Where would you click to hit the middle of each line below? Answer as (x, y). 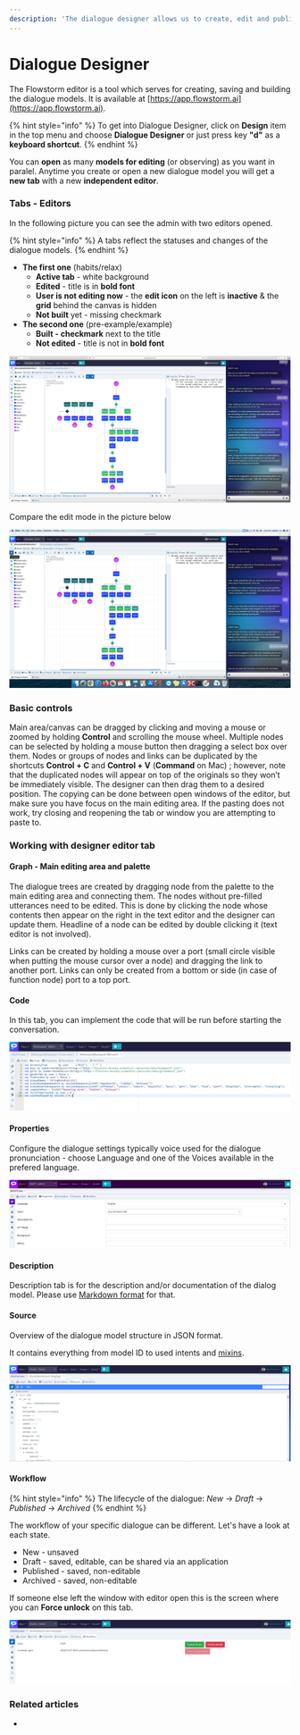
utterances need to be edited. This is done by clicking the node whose (138, 906)
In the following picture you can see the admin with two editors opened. (141, 222)
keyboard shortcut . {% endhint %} (74, 144)
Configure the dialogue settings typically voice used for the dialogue (135, 1148)
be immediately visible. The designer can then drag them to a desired (137, 784)
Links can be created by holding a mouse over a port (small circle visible (142, 951)
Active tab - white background (92, 276)
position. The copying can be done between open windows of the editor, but (150, 793)
